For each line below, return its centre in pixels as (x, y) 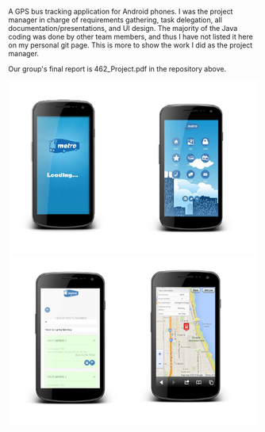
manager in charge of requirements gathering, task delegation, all (115, 20)
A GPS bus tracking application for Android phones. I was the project (121, 11)
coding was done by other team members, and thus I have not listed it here (131, 36)
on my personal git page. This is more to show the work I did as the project (131, 45)
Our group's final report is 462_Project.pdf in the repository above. (117, 69)
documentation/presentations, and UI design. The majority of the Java (123, 28)
